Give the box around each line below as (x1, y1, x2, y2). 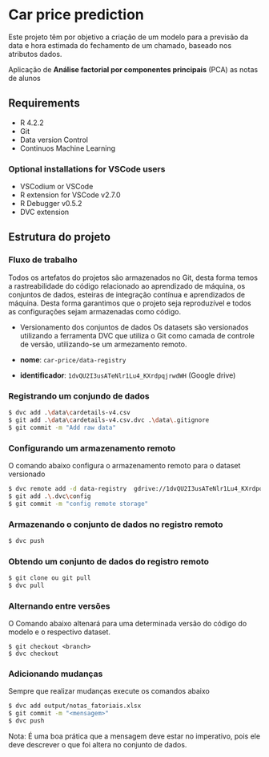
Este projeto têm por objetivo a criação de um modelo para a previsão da (8, 32, 249, 42)
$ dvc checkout (8, 650, 59, 658)
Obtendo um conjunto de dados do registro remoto (8, 556, 210, 567)
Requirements (8, 96, 80, 110)
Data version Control (19, 135, 88, 144)
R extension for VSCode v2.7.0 (19, 190, 122, 200)
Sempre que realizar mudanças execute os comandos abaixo (8, 686, 210, 696)
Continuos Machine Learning (19, 143, 116, 153)
